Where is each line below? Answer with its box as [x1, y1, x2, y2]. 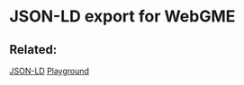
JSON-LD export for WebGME [9, 6, 236, 27]
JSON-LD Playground [9, 65, 90, 76]
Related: [9, 42, 58, 57]
